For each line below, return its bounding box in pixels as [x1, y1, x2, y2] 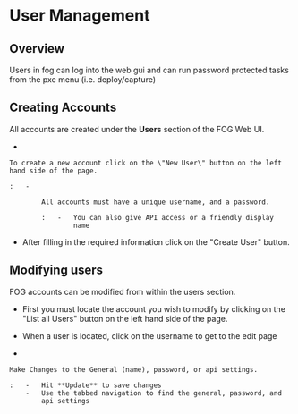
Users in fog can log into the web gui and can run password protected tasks [9, 64, 289, 75]
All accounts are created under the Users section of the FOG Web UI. [9, 123, 265, 134]
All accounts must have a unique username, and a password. [41, 198, 270, 207]
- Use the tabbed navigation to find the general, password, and [25, 388, 282, 398]
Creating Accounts [9, 100, 117, 115]
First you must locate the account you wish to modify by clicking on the [21, 303, 286, 314]
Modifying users [9, 263, 104, 278]
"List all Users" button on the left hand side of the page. [21, 313, 228, 324]
